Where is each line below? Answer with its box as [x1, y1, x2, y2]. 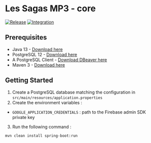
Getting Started [5, 76, 53, 85]
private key [12, 114, 35, 120]
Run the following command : [12, 123, 72, 130]
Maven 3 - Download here [12, 62, 65, 68]
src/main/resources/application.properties [12, 95, 103, 100]
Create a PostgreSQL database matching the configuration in [12, 89, 136, 95]
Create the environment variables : [12, 99, 82, 105]
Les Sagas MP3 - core [5, 3, 96, 14]
